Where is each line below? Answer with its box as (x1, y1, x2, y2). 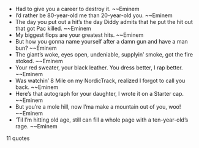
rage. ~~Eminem (15, 123, 58, 130)
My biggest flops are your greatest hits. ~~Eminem (15, 31, 144, 39)
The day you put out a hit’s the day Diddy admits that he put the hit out (15, 18, 193, 25)
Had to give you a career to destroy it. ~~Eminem (15, 6, 140, 12)
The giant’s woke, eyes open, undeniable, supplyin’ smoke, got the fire (15, 51, 193, 58)
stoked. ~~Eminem (15, 58, 63, 64)
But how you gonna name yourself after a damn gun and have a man (15, 38, 188, 45)
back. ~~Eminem (15, 84, 59, 91)
